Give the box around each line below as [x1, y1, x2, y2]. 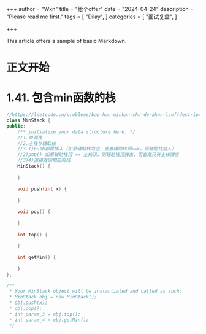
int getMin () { [17, 254, 56, 260]
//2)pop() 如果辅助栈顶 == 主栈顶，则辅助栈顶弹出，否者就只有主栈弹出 [17, 152, 179, 158]
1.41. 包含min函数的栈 [6, 91, 116, 105]
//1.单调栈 [17, 134, 42, 141]
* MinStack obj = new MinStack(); [9, 294, 97, 300]
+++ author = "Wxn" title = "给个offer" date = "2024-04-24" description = [6, 6, 194, 12]
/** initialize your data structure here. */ [17, 128, 136, 135]
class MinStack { [6, 117, 51, 123]
